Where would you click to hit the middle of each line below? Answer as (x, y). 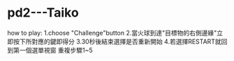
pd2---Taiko (43, 13)
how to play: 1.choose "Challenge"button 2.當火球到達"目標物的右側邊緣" (112, 33)
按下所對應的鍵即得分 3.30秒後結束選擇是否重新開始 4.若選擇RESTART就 (117, 41)
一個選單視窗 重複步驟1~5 (56, 50)
